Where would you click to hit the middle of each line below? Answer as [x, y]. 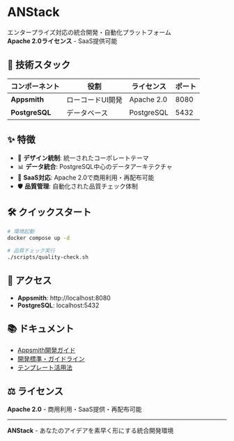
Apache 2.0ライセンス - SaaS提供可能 [62, 41]
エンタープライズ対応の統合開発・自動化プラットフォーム [89, 32]
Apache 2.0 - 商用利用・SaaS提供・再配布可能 [75, 409]
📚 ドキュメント [41, 329]
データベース [87, 113]
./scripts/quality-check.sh [48, 257]
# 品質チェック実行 [31, 251]
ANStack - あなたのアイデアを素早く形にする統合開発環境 [91, 431]
